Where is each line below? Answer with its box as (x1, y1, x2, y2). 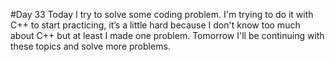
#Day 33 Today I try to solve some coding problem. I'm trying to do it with (10, 9, 314, 20)
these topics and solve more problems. (10, 40, 171, 52)
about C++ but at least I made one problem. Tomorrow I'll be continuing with (10, 30, 325, 41)
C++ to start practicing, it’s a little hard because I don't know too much (10, 19, 301, 31)
